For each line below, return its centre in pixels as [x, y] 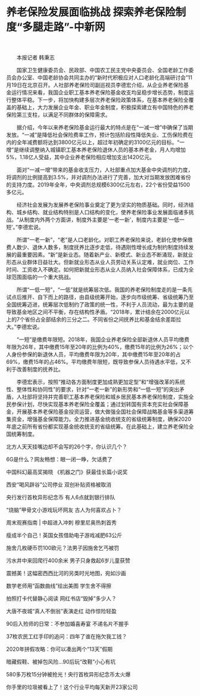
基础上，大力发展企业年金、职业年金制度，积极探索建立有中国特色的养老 [105, 107]
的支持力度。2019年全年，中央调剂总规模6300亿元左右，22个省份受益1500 [98, 185]
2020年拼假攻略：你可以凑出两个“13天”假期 [60, 649]
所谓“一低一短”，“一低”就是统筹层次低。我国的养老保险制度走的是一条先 [104, 289]
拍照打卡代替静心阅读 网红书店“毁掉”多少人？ [62, 598]
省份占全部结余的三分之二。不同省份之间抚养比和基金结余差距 [100, 319]
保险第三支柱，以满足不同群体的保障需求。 [58, 114]
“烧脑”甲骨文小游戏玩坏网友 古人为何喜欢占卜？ [64, 510]
